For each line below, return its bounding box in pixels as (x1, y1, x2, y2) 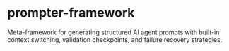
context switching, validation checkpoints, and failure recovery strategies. (7, 35, 223, 43)
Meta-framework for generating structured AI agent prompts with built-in (7, 28, 220, 36)
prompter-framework (7, 5, 135, 21)
